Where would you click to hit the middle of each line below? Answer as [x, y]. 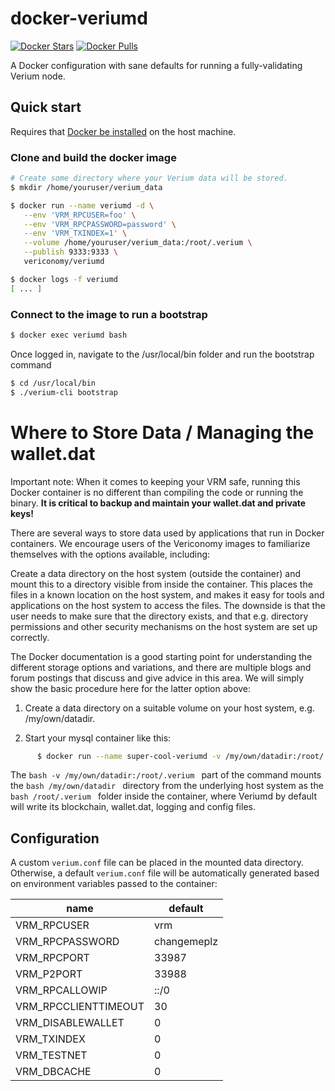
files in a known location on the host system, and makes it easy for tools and [167, 594]
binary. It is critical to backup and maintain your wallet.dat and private [158, 503]
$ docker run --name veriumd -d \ [82, 205]
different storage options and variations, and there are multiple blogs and [161, 667]
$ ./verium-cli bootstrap [64, 392]
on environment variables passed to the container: [114, 884]
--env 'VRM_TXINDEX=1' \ [75, 233]
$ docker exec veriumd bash [69, 335]
